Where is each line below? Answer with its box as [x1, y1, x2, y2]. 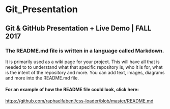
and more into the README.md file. [5, 75, 79, 81]
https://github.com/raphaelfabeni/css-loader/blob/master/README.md [5, 98, 154, 104]
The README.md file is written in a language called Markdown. [5, 47, 164, 54]
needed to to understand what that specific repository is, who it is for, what [5, 64, 163, 70]
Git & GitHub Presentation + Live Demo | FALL [5, 24, 152, 33]
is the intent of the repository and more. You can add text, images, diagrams [5, 69, 165, 75]
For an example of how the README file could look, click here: [5, 87, 139, 93]
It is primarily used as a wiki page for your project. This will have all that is [5, 59, 160, 65]
